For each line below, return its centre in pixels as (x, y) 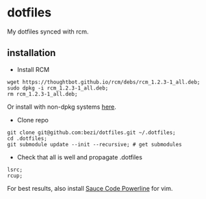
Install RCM (33, 69)
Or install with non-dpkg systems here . (62, 107)
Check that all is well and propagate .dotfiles (79, 157)
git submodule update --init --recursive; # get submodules (95, 144)
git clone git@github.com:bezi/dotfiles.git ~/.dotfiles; (91, 132)
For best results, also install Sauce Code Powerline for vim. (90, 188)
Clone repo (33, 120)
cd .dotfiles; (27, 138)
